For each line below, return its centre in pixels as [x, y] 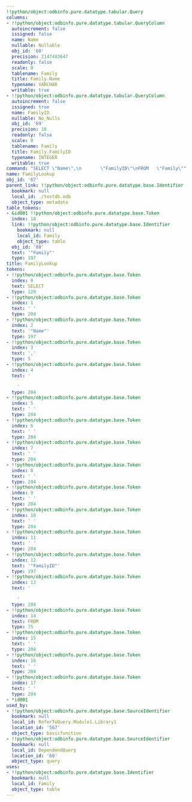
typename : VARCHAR [35, 85]
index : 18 [24, 219]
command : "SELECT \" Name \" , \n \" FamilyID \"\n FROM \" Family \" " [96, 169]
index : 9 [22, 493]
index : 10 [24, 515]
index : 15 [24, 638]
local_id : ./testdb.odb [41, 196]
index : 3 [22, 348]
